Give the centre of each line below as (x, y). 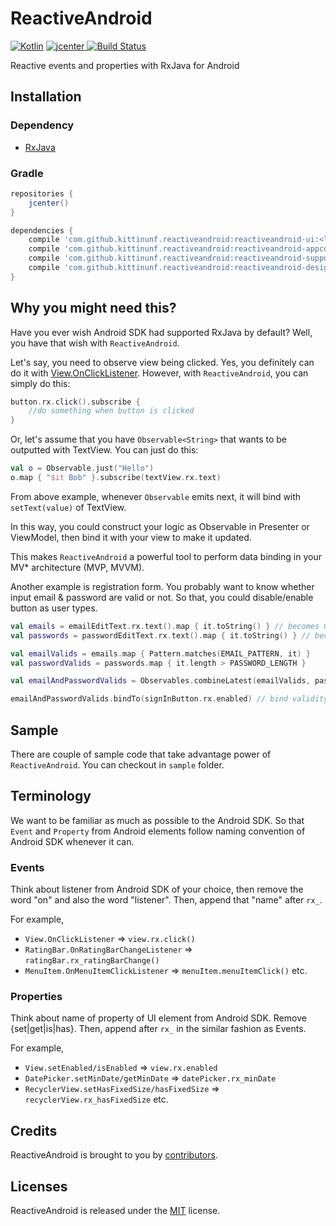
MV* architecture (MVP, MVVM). (77, 567)
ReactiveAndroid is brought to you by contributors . (114, 1155)
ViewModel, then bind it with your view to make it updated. (131, 537)
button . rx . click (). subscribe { (75, 402)
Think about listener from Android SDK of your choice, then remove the (157, 889)
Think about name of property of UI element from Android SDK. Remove (158, 1018)
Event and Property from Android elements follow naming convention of (158, 831)
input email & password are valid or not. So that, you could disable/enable (162, 597)
